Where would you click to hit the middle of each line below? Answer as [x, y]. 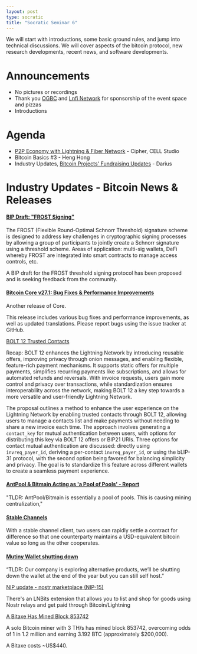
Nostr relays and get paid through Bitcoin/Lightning [68, 605]
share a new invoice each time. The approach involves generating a [88, 427]
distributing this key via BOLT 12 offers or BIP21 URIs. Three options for [92, 439]
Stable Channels [27, 517]
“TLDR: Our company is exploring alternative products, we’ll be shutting [93, 570]
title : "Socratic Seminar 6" [42, 22]
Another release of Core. [36, 305]
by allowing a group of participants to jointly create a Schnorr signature [93, 242]
